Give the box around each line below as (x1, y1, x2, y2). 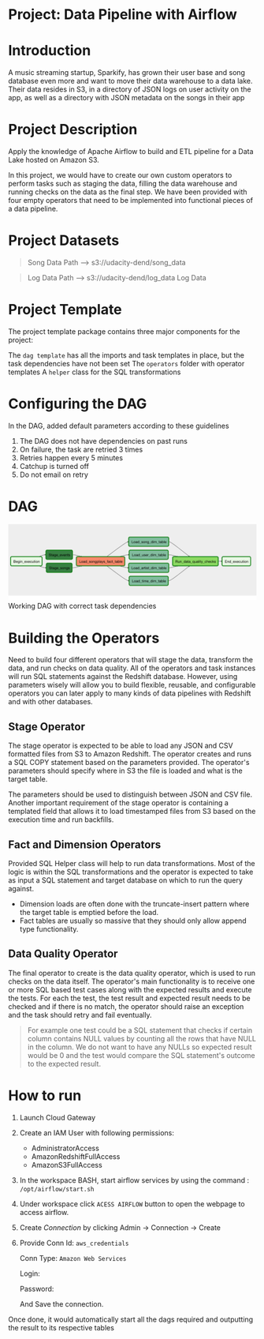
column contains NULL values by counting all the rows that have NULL (27, 1033, 257, 1043)
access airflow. (19, 1207, 69, 1217)
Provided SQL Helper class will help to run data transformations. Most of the (8, 858, 255, 868)
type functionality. (19, 924, 79, 933)
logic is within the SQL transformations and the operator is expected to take (8, 867, 254, 876)
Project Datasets (8, 231, 120, 249)
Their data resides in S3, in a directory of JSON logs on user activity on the (8, 84, 251, 94)
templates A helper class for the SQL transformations (8, 367, 181, 377)
